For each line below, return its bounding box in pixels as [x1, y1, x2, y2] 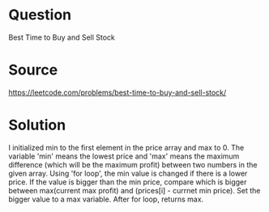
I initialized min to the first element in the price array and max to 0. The [8, 142, 245, 152]
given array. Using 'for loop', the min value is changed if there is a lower [8, 168, 248, 178]
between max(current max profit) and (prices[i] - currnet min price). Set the [8, 185, 261, 195]
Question [8, 6, 71, 24]
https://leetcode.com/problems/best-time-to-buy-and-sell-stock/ [8, 87, 227, 97]
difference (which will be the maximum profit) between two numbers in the [8, 159, 258, 169]
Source [8, 61, 58, 79]
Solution [8, 116, 66, 134]
